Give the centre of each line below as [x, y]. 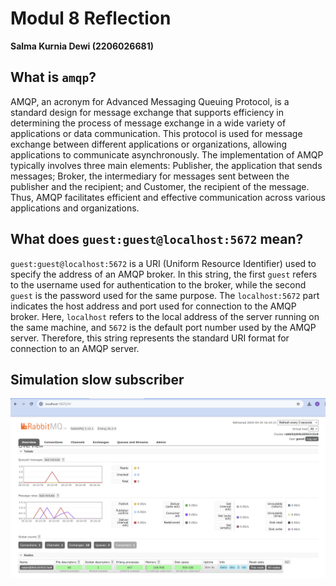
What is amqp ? [53, 77]
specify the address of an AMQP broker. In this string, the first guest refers [164, 274]
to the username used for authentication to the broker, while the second [158, 284]
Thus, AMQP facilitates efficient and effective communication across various [168, 197]
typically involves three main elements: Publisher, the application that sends [166, 165]
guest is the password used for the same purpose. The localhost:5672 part [165, 295]
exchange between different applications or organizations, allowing [149, 144]
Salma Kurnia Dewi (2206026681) [82, 46]
